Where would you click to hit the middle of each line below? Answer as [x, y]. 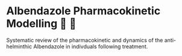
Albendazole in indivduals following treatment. [90, 46]
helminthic [19, 46]
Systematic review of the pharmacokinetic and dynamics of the [85, 40]
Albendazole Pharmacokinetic [83, 11]
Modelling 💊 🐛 [41, 24]
